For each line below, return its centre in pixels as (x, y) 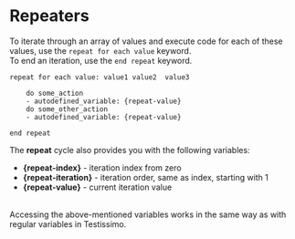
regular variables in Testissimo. (68, 223)
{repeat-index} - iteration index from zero (102, 167)
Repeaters (49, 16)
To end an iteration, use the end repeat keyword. (101, 60)
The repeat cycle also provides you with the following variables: (130, 150)
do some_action (55, 93)
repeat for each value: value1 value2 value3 (100, 77)
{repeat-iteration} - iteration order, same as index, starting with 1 (146, 177)
